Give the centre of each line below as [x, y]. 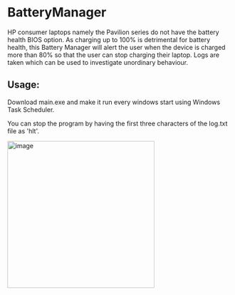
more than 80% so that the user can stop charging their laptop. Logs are [113, 55]
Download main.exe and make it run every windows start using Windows [114, 102]
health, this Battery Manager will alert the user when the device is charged [116, 47]
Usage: [24, 85]
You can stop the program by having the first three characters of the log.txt [117, 123]
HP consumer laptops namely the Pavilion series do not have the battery [113, 32]
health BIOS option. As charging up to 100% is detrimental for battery [109, 39]
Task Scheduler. [31, 109]
